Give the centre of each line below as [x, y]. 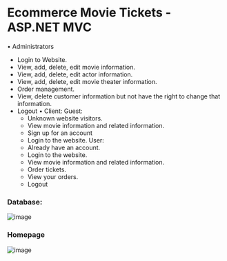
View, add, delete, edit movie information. [76, 67]
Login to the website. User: [66, 140]
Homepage [26, 235]
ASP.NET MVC [49, 27]
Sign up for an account [60, 133]
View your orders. [53, 176]
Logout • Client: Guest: [50, 111]
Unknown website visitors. [65, 118]
